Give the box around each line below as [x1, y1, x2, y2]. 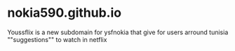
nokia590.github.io [7, 5, 121, 21]
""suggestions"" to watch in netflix [7, 35, 107, 43]
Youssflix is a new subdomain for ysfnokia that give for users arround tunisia [7, 28, 229, 36]
